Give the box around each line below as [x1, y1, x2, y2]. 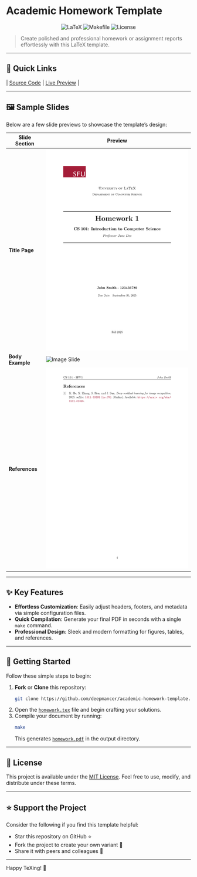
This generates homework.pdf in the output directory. [14, 735, 141, 742]
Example [8, 359, 30, 366]
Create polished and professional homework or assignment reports [20, 35, 183, 42]
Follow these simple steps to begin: [6, 672, 91, 679]
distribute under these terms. [6, 780, 76, 787]
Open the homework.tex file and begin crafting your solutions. [14, 706, 162, 713]
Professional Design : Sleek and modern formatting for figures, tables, [14, 628, 184, 635]
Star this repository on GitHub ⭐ [14, 832, 92, 839]
